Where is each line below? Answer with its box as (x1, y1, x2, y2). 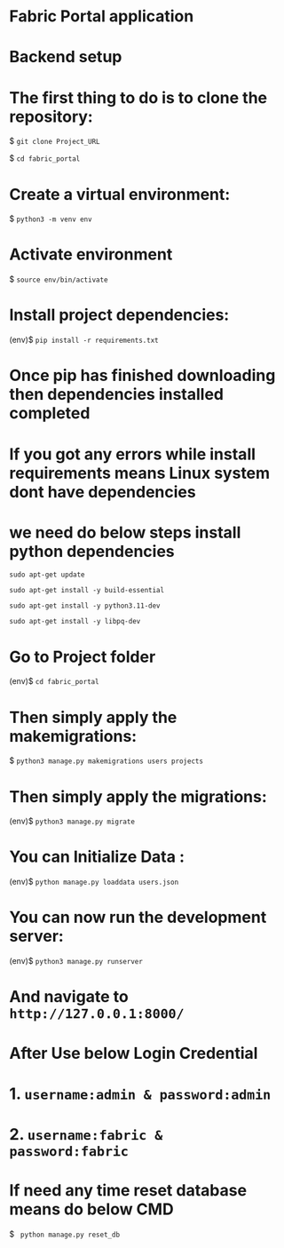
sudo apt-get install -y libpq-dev (9, 617, 141, 626)
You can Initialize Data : (9, 847, 185, 867)
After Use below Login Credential (9, 1043, 258, 1063)
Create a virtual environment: (9, 184, 231, 204)
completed (9, 403, 91, 424)
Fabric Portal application (9, 6, 194, 27)
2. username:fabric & (9, 1124, 163, 1144)
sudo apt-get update (9, 570, 86, 579)
